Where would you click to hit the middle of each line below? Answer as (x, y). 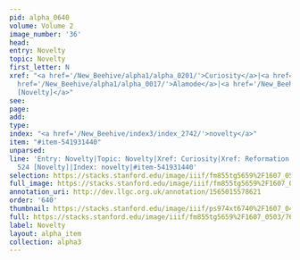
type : (19, 126)
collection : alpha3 (46, 242)
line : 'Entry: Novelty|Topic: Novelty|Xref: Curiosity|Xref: (125, 159)
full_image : (31, 184)
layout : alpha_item (46, 233)
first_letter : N (39, 68)
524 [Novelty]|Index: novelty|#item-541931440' (108, 167)
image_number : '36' (46, 34)
